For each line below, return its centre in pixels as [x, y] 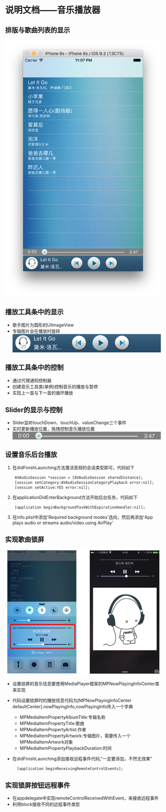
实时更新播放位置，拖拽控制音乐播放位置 [53, 429]
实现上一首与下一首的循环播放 [42, 393]
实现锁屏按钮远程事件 [38, 785]
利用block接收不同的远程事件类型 [46, 805]
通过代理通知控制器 [32, 380]
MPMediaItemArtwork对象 [46, 742]
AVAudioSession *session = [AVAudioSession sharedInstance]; [79, 477]
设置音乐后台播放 [31, 455]
